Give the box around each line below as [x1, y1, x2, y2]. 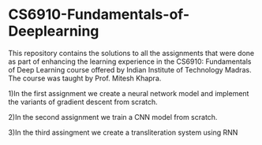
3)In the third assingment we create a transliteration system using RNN [8, 128, 238, 137]
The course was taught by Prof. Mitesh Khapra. [8, 73, 162, 83]
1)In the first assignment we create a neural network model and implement [8, 88, 249, 98]
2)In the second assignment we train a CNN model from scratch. [8, 112, 218, 121]
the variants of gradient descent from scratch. [8, 97, 158, 106]
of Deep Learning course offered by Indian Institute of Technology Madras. [8, 65, 252, 74]
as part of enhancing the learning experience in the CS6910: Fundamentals [8, 57, 252, 66]
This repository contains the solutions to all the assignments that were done [8, 48, 255, 58]
